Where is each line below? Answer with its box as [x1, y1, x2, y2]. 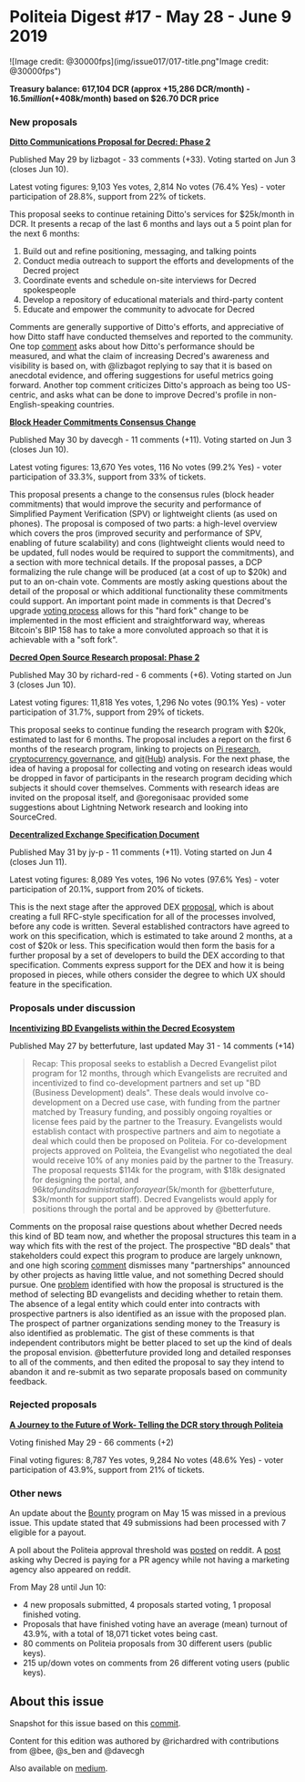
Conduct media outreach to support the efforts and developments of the [22, 255, 294, 266]
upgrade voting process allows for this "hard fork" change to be [9, 605, 249, 616]
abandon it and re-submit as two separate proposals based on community [9, 1365, 288, 1377]
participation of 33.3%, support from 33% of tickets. [9, 471, 207, 482]
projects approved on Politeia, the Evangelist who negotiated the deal [31, 1145, 293, 1156]
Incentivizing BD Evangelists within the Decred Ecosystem [9, 1023, 235, 1034]
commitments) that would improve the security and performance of [9, 499, 262, 510]
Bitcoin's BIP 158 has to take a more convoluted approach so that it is [9, 624, 269, 635]
